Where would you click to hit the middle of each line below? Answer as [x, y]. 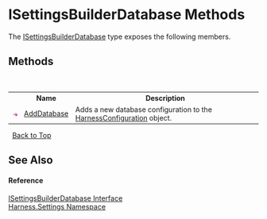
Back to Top [31, 135]
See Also [31, 160]
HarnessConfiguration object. [124, 117]
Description [165, 98]
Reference [26, 180]
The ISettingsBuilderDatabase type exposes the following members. [120, 36]
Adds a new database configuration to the [144, 109]
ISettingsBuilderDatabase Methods [127, 15]
